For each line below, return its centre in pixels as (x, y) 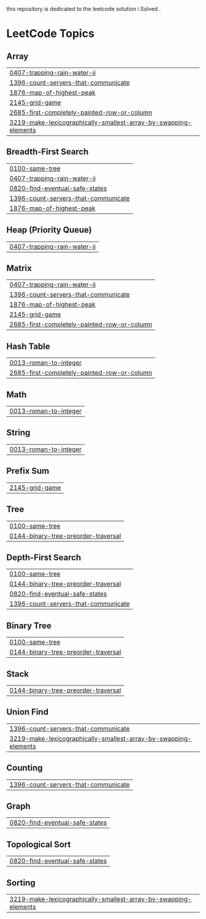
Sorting (21, 883)
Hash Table (28, 346)
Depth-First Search (44, 557)
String (18, 433)
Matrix (19, 268)
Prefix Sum (28, 471)
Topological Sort (39, 845)
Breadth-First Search (48, 152)
